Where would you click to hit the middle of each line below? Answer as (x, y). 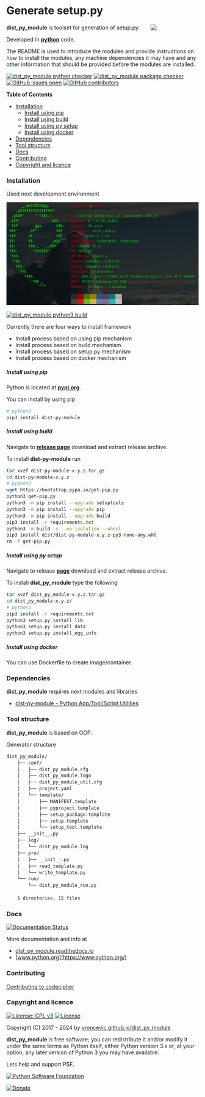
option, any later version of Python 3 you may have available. (83, 1052)
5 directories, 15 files (49, 898)
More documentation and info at (47, 939)
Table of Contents (30, 94)
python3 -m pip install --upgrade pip (56, 509)
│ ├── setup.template (53, 821)
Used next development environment (53, 194)
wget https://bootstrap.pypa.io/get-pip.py (63, 490)
